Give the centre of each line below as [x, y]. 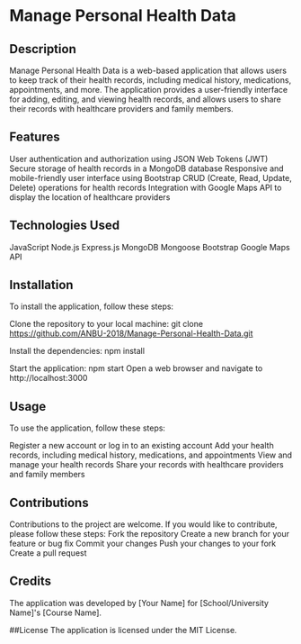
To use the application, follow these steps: [88, 428]
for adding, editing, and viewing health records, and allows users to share [145, 99]
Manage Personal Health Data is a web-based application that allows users [148, 70]
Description [43, 49]
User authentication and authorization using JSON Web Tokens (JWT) [139, 159]
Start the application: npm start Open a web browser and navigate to [136, 368]
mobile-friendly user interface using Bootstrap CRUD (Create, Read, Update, [150, 177]
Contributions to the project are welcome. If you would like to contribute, [143, 524]
